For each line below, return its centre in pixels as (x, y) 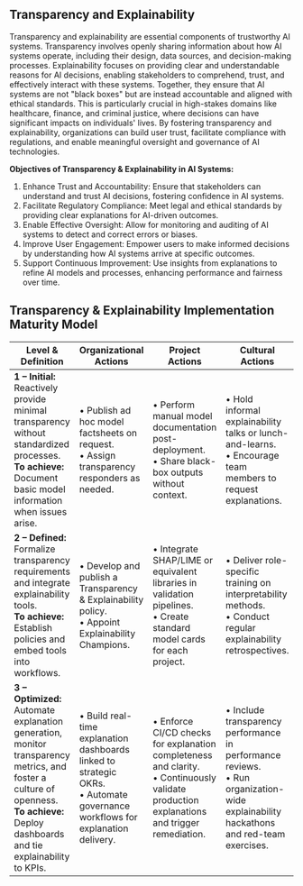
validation (173, 594)
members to (251, 478)
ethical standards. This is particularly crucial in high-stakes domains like (143, 104)
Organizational (111, 350)
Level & (42, 350)
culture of (35, 789)
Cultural (257, 350)
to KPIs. (30, 867)
